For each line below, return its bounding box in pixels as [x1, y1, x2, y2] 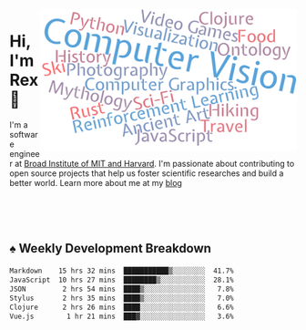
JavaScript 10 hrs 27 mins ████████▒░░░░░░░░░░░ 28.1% [9, 275, 234, 284]
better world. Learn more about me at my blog [9, 177, 182, 188]
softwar [9, 129, 38, 139]
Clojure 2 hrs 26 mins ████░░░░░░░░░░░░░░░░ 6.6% [9, 303, 234, 312]
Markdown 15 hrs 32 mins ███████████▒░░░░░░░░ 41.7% [9, 266, 234, 275]
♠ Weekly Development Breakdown [9, 241, 212, 256]
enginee [9, 148, 41, 159]
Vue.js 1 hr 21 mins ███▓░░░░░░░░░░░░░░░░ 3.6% [9, 312, 234, 321]
